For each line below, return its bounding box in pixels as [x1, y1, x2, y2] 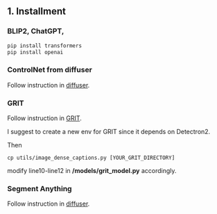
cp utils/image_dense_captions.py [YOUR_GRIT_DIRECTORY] [7, 154, 175, 162]
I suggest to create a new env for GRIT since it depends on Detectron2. [7, 128, 211, 136]
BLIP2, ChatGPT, [7, 26, 64, 36]
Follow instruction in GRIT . [7, 114, 82, 122]
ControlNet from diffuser [7, 65, 92, 75]
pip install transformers [7, 42, 82, 49]
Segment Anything [7, 183, 72, 193]
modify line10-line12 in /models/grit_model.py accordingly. [7, 167, 177, 175]
